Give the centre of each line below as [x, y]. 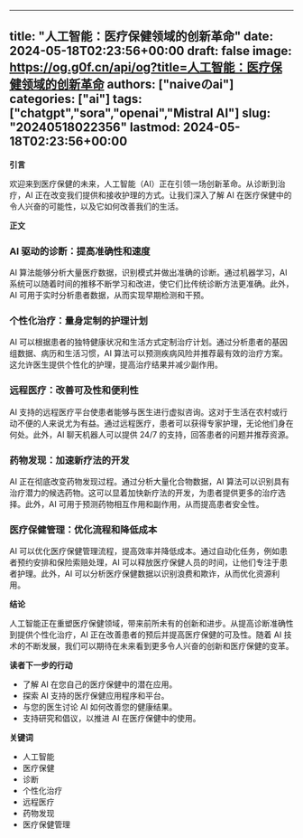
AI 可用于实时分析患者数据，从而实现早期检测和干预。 [109, 296]
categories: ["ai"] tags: [76, 99]
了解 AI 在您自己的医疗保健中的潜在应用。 [100, 684]
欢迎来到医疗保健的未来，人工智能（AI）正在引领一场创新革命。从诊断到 [143, 184]
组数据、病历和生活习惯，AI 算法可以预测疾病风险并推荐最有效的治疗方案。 [149, 353]
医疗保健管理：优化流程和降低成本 [83, 530]
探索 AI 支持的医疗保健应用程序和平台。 [96, 696]
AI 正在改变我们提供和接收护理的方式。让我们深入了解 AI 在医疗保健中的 [158, 194]
